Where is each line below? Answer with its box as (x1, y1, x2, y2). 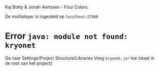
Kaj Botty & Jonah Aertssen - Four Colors (5, 4, 88, 10)
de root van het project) (5, 60, 53, 66)
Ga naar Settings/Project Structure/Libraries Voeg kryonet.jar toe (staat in (5, 55, 155, 61)
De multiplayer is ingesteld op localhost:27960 (5, 14, 99, 19)
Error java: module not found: (5, 31, 128, 42)
